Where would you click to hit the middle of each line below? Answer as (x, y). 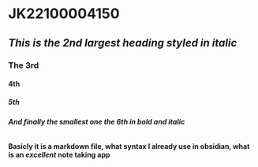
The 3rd (24, 65)
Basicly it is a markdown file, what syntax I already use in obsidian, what (129, 146)
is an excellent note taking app (59, 154)
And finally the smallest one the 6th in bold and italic (97, 122)
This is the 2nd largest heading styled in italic (123, 43)
